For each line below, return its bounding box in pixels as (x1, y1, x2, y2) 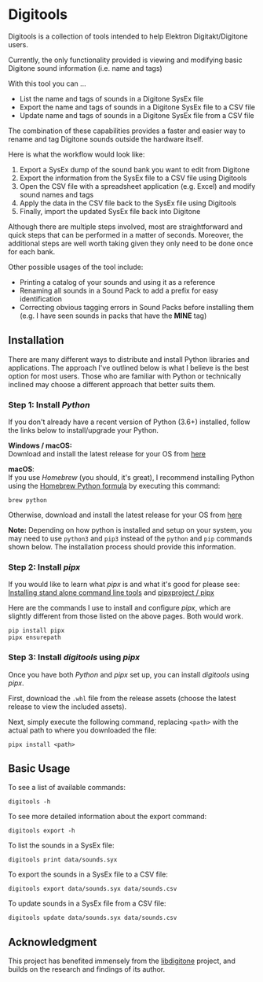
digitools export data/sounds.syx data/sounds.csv (8, 885, 177, 893)
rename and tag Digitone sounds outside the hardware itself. (8, 134, 204, 143)
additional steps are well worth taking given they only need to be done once (8, 238, 254, 248)
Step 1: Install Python (8, 399, 90, 410)
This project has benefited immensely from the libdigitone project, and (8, 956, 236, 965)
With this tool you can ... (8, 79, 86, 88)
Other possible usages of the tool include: (8, 262, 144, 271)
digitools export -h (8, 827, 76, 835)
